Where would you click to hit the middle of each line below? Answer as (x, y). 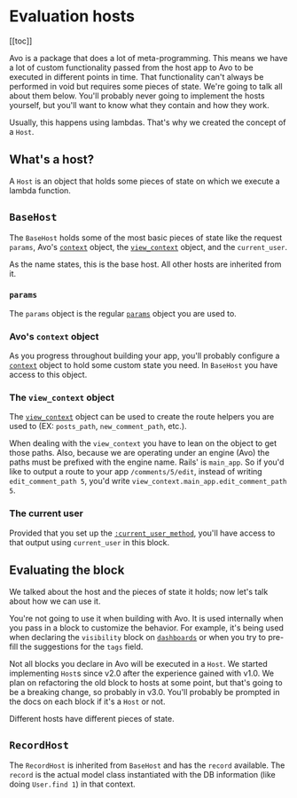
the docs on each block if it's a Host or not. (87, 701)
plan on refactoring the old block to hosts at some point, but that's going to (146, 682)
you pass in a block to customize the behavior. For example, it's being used (146, 628)
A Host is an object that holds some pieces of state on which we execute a (145, 181)
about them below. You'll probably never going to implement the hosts (137, 96)
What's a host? (52, 160)
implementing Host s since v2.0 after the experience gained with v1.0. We (142, 673)
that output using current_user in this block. (90, 542)
